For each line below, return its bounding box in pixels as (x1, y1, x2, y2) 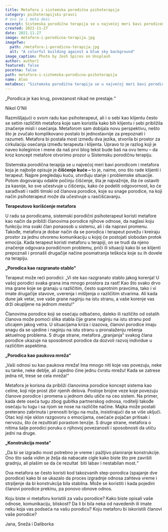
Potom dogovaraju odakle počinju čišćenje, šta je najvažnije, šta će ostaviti (5, 177, 159, 183)
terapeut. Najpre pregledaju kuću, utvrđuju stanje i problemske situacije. (5, 172, 154, 178)
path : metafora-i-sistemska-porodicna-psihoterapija (5, 72, 117, 77)
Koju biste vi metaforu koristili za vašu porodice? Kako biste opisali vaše (5, 495, 153, 501)
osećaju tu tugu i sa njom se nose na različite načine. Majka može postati (5, 403, 156, 410)
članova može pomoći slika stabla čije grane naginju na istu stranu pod (5, 316, 151, 322)
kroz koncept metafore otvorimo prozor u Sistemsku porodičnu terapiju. (5, 152, 153, 158)
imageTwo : (5, 40, 26, 45)
